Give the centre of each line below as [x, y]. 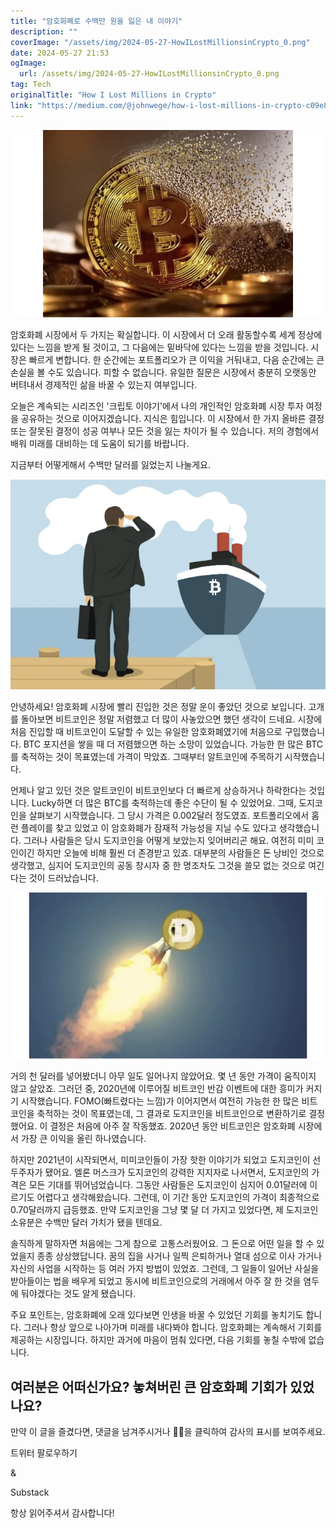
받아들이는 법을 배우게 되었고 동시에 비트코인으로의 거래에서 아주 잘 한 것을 [156, 1281]
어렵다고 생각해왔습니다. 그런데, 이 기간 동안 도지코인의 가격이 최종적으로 [178, 1197]
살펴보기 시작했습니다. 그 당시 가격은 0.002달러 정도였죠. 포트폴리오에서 [169, 815]
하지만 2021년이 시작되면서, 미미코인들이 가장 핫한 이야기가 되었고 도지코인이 [160, 1160]
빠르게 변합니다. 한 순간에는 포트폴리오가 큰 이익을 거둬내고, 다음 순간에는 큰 [176, 359]
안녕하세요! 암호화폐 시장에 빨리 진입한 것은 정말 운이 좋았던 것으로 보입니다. [158, 706]
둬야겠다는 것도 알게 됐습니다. [78, 1294]
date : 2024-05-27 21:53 [60, 53]
